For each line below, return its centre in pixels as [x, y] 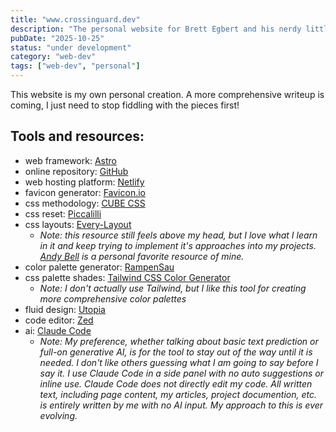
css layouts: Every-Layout [78, 224]
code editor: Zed [59, 320]
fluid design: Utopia [65, 309]
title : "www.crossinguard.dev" [75, 19]
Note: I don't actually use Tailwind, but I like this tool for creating [173, 288]
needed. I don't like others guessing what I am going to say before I [179, 362]
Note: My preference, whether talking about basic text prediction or [179, 341]
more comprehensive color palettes [113, 298]
